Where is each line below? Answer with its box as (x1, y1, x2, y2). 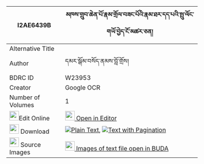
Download (20, 127, 50, 136)
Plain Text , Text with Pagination (70, 125, 166, 134)
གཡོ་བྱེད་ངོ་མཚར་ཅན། (106, 27, 154, 36)
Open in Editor (75, 114, 117, 122)
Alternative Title (9, 45, 55, 53)
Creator (9, 84, 32, 91)
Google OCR (64, 84, 101, 91)
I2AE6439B (17, 21, 52, 29)
